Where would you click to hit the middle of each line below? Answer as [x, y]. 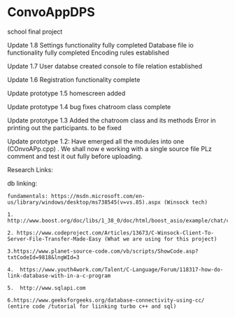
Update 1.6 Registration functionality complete [74, 79]
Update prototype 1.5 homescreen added [66, 93]
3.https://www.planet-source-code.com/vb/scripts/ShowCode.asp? [103, 251]
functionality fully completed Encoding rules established [88, 52]
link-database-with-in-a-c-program [59, 276]
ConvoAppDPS [51, 12]
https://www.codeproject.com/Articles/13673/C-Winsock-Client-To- [115, 233]
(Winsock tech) [186, 202]
